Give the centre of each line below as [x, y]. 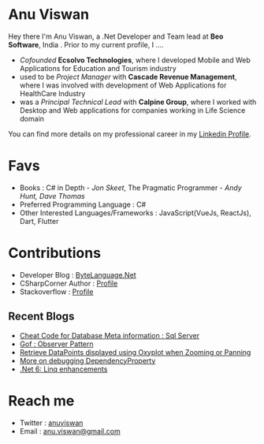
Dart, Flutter [39, 221]
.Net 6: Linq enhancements [63, 369]
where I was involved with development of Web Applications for [123, 85]
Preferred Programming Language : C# [83, 204]
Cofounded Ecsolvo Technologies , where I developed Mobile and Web [135, 60]
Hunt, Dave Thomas [52, 196]
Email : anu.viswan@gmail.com [70, 431]
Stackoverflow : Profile [56, 291]
